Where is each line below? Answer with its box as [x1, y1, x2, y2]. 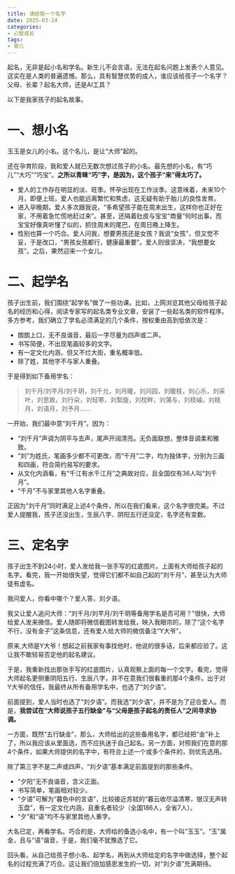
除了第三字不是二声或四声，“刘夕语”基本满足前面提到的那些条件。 [7, 762, 197, 770]
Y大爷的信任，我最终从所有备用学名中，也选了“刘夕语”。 [7, 682, 170, 691]
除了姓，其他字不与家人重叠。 [17, 356, 104, 365]
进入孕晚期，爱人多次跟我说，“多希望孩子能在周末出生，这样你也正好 [17, 202, 217, 211]
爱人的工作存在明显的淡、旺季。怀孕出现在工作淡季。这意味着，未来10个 [17, 185, 227, 193]
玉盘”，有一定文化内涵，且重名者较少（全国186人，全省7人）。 [17, 803, 197, 812]
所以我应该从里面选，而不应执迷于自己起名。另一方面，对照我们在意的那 [19, 738, 228, 747]
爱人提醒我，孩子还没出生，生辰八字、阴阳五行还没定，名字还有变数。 [7, 510, 210, 518]
